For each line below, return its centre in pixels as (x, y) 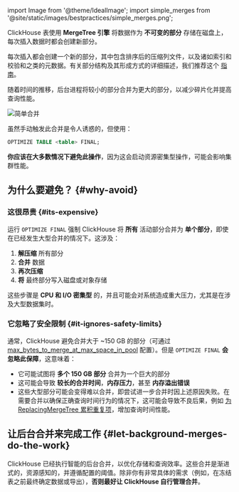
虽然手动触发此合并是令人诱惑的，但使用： (70, 129)
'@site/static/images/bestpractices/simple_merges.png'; (90, 18)
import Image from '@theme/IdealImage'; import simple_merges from (109, 10)
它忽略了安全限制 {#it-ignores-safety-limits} (85, 324)
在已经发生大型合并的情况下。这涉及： (63, 238)
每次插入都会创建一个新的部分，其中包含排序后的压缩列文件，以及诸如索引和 (119, 57)
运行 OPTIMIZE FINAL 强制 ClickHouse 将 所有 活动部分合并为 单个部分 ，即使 (118, 229)
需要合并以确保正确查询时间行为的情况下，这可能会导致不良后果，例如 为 (124, 400)
